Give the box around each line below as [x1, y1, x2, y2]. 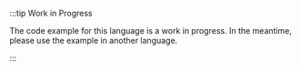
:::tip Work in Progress [9, 8, 93, 18]
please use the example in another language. [9, 35, 178, 46]
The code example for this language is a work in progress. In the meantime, [9, 25, 293, 35]
